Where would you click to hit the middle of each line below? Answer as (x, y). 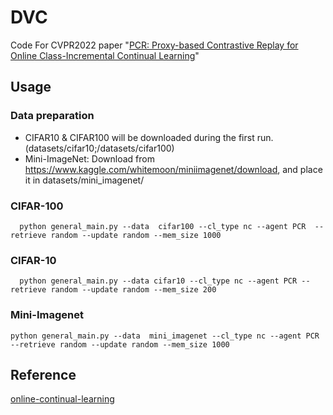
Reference (43, 374)
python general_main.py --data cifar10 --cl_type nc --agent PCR (158, 281)
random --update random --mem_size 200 (133, 290)
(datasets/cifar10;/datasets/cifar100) (99, 148)
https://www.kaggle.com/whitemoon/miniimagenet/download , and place (173, 169)
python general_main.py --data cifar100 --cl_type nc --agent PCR (163, 226)
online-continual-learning (62, 399)
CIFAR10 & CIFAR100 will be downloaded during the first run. (149, 137)
